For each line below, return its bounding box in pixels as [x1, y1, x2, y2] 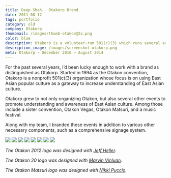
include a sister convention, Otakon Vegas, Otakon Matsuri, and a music [5, 106, 156, 112]
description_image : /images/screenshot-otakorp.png [5, 45, 117, 50]
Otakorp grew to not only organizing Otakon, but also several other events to [5, 95, 166, 102]
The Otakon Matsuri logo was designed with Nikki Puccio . [5, 167, 127, 173]
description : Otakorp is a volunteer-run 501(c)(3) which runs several [5, 41, 160, 46]
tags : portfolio [5, 17, 40, 22]
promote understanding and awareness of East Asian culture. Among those [5, 101, 163, 107]
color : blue [5, 36, 31, 41]
